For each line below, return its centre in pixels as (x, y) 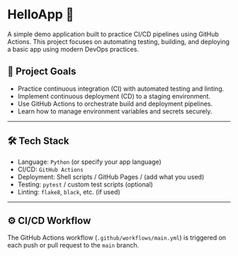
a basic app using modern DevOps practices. (73, 49)
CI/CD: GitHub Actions (50, 169)
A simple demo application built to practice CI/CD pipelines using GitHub (113, 34)
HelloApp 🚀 (41, 15)
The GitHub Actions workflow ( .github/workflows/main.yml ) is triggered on (117, 238)
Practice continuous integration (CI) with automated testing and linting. (121, 89)
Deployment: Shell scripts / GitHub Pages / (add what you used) (111, 177)
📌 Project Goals (42, 71)
